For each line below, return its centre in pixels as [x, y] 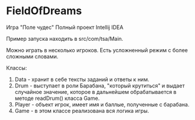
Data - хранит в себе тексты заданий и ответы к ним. [82, 79]
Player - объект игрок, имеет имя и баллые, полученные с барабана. [102, 104]
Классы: [17, 68]
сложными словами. [32, 56]
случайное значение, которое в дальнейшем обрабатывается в [95, 92]
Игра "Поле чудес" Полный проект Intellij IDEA [65, 27]
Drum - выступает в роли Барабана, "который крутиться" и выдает [100, 85]
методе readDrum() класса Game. [57, 98]
